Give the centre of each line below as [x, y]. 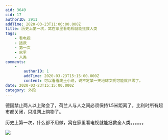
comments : [16, 62]
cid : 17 [14, 15]
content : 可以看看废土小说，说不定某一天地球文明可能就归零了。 [83, 81]
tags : [11, 33]
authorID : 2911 [21, 19]
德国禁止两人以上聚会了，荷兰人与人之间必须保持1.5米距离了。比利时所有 [82, 105]
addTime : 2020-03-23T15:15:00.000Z [62, 76]
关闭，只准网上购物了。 [39, 112]
